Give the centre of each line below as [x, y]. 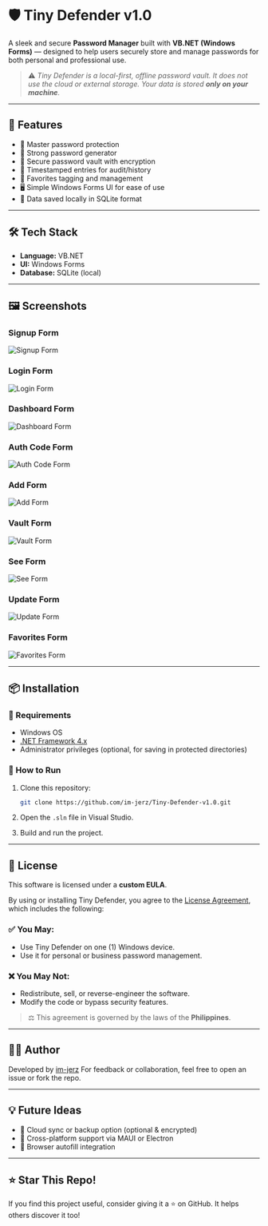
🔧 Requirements [40, 715]
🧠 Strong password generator [68, 153]
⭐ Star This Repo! [52, 1180]
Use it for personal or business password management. [111, 955]
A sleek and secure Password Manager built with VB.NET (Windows [122, 43]
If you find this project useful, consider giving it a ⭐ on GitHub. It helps [124, 1204]
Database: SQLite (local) [61, 272]
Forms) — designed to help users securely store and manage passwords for [134, 51]
